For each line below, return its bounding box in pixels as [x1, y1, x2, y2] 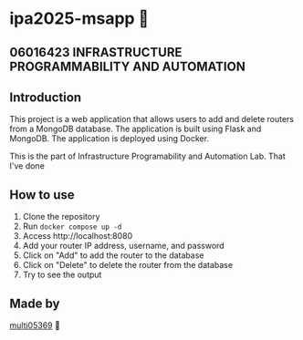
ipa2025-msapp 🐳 [9, 8, 150, 29]
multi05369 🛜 [9, 320, 61, 331]
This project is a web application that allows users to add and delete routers [9, 114, 295, 125]
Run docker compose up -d [22, 221, 122, 232]
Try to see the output [22, 269, 102, 281]
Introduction [9, 89, 82, 105]
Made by [9, 295, 60, 311]
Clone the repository [22, 211, 100, 222]
